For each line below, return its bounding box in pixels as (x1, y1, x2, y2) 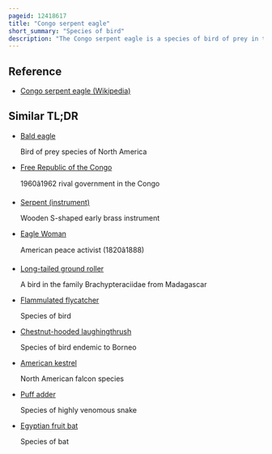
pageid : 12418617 (8, 11, 67, 20)
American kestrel (19, 358, 77, 367)
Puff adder (19, 389, 57, 399)
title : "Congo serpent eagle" (8, 19, 111, 28)
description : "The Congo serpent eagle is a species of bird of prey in (8, 34, 259, 43)
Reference (8, 64, 62, 78)
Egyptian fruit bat (19, 421, 79, 430)
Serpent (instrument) (19, 197, 91, 207)
